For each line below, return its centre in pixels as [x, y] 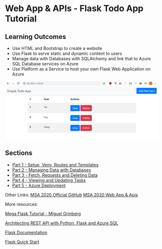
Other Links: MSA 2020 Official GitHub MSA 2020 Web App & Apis [72, 195]
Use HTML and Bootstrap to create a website [57, 48]
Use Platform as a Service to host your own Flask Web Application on [81, 69]
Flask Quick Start [22, 242]
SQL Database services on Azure [45, 64]
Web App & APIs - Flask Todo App [74, 8]
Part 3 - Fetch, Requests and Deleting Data [55, 175]
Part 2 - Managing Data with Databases [51, 170]
